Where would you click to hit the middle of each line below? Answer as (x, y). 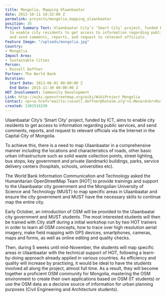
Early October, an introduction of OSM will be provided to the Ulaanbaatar (80, 212)
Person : (13, 65)
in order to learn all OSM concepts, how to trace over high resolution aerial (81, 227)
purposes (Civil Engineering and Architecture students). (62, 289)
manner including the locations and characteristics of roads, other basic (78, 150)
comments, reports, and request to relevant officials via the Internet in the (80, 130)
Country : (14, 46)
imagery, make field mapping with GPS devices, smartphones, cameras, (78, 233)
